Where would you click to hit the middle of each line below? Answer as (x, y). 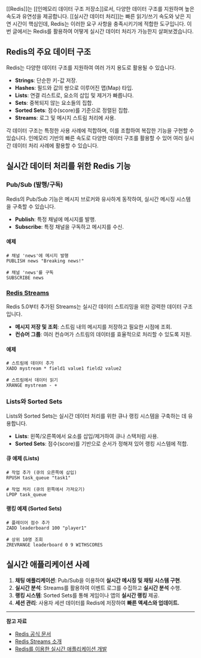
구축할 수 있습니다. (34, 206)
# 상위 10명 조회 (25, 539)
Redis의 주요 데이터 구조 (49, 52)
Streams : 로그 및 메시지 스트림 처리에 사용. (65, 117)
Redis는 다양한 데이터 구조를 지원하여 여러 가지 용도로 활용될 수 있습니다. (91, 67)
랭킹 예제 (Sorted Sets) (34, 509)
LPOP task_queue (26, 494)
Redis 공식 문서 (33, 633)
